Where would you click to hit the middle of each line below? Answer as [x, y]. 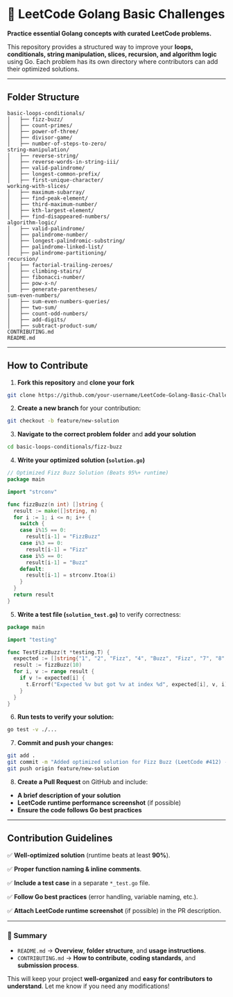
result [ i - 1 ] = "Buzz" [57, 562]
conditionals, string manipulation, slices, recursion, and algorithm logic [112, 54]
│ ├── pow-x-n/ [32, 283]
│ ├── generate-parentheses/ [52, 289]
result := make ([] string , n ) [55, 511]
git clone [21, 395]
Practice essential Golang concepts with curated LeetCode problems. [110, 33]
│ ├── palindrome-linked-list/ [55, 247]
